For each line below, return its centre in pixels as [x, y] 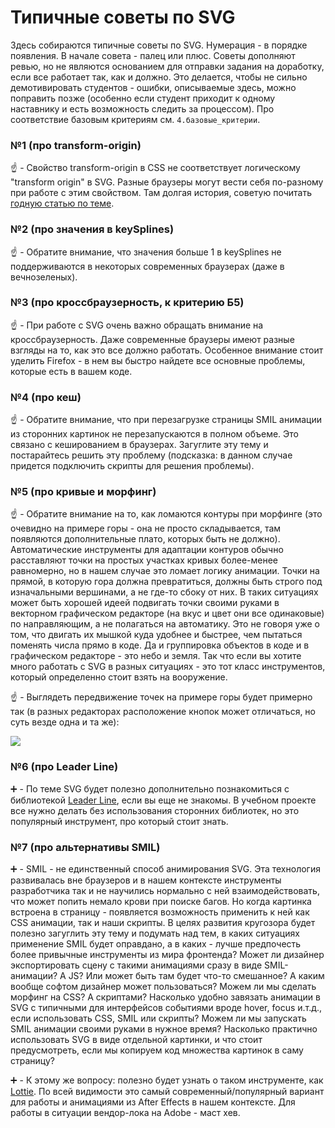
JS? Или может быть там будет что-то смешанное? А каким [196, 976]
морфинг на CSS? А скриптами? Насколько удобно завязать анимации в [165, 997]
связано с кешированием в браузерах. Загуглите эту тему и [139, 445]
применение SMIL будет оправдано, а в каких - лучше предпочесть [156, 944]
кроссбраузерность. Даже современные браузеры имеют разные [152, 339]
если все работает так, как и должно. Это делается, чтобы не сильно [159, 77]
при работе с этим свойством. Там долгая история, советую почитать [161, 193]
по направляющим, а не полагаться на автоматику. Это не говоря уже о [165, 624]
